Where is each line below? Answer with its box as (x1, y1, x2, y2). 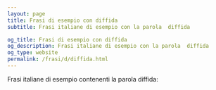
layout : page (7, 10, 46, 18)
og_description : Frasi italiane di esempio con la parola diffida (7, 43, 210, 50)
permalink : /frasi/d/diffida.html (7, 56, 109, 63)
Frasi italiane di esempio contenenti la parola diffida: (7, 75, 158, 83)
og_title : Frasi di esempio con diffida (7, 36, 128, 43)
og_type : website (7, 49, 58, 56)
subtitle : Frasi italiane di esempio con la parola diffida (7, 23, 191, 30)
